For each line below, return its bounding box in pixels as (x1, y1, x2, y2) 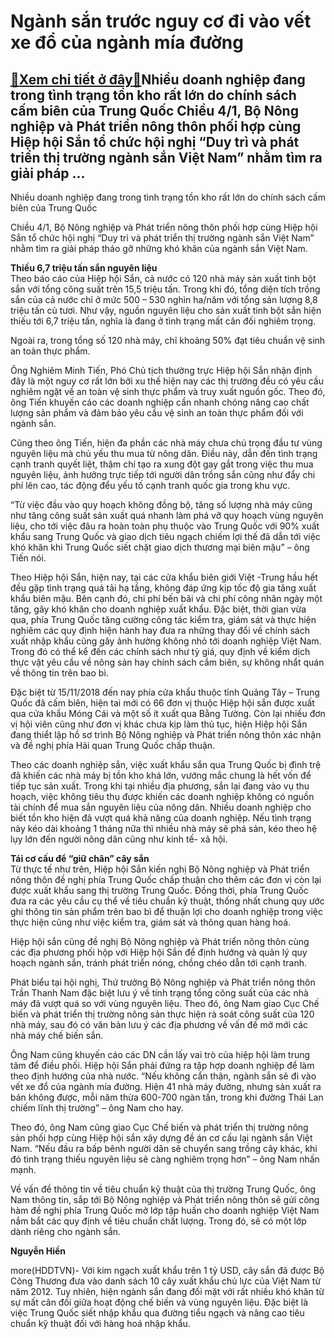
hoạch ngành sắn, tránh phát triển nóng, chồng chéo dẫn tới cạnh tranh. (10, 957, 308, 969)
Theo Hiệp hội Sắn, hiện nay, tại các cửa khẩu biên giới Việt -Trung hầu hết (10, 571, 318, 583)
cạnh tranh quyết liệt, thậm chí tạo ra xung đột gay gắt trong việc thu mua (10, 458, 314, 470)
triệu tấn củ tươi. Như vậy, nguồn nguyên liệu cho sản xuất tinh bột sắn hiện (10, 305, 322, 316)
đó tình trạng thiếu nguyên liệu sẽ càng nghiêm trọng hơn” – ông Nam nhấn (10, 1153, 320, 1165)
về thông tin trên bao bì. (10, 667, 109, 679)
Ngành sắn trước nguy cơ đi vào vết (10, 10, 312, 33)
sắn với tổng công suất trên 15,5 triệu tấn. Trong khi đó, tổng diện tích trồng (10, 283, 321, 295)
